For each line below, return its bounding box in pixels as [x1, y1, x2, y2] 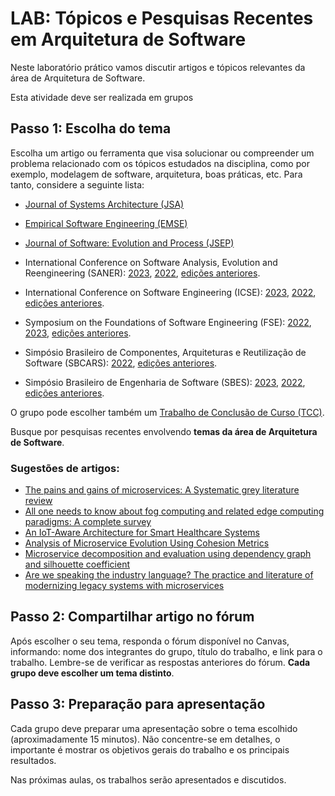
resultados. [10, 754, 57, 766]
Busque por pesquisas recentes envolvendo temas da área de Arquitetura [10, 425, 318, 437]
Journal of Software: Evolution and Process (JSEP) [24, 237, 235, 249]
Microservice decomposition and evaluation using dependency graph [24, 548, 312, 560]
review [24, 495, 53, 507]
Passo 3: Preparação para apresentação [10, 696, 266, 713]
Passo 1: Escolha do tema [10, 120, 172, 137]
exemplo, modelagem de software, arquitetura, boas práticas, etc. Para [10, 168, 303, 180]
